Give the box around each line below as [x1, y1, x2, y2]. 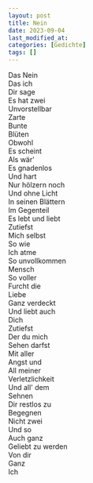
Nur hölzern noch [8, 180, 65, 189]
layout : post [8, 11, 51, 20]
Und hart [8, 172, 37, 181]
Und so [8, 425, 32, 434]
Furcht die [8, 281, 42, 291]
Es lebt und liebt [8, 214, 61, 223]
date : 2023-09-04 [8, 26, 65, 34]
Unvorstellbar [8, 104, 53, 114]
